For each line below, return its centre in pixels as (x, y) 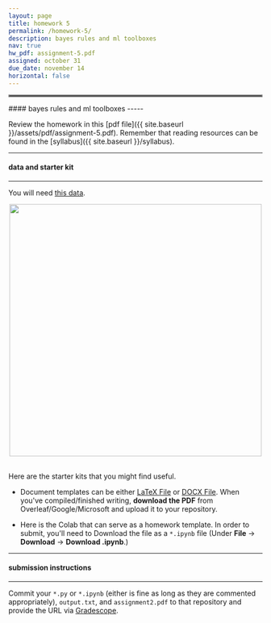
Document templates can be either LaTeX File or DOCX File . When (129, 491)
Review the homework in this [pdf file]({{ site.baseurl (96, 124)
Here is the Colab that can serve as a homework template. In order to (135, 525)
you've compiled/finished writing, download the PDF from (117, 500)
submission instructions (50, 568)
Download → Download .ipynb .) (74, 541)
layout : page (30, 16)
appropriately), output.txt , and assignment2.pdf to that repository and (125, 602)
